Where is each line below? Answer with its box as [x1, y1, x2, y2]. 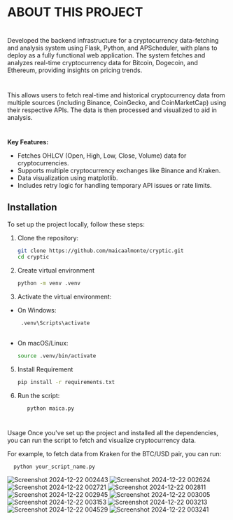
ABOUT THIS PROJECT [7, 4, 143, 20]
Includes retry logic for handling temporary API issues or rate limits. [17, 181, 212, 189]
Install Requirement [17, 365, 73, 374]
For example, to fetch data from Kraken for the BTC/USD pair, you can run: [7, 449, 222, 458]
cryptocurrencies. [17, 158, 69, 167]
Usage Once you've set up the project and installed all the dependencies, [7, 428, 219, 437]
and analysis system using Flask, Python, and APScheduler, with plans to [7, 43, 218, 53]
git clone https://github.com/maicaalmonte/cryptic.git [17, 247, 184, 254]
